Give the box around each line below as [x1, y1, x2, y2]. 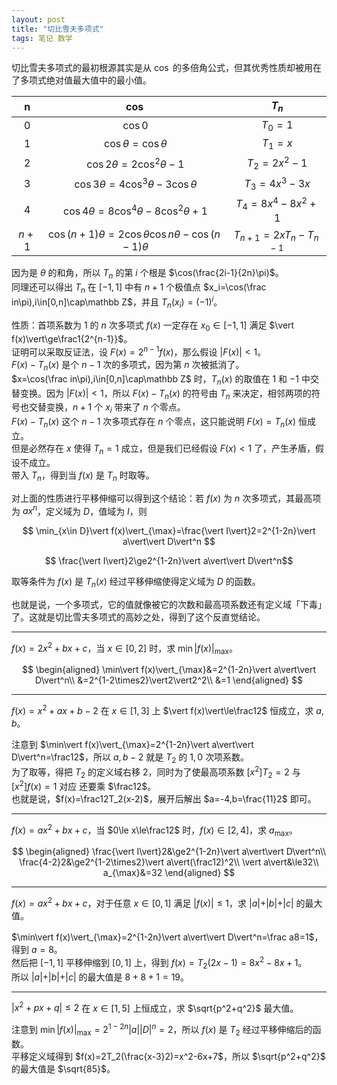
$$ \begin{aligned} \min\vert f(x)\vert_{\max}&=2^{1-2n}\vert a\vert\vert [22, 664, 316, 676]
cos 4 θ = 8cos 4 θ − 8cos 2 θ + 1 [63, 202, 208, 218]
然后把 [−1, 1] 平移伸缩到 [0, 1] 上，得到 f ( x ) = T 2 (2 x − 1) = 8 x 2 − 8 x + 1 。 [11, 955, 308, 971]
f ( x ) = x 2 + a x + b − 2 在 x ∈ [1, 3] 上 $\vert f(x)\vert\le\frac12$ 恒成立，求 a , [11, 703, 324, 717]
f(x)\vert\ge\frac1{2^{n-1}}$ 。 [11, 333, 133, 345]
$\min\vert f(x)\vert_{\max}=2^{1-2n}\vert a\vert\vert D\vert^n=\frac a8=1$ [11, 931, 315, 943]
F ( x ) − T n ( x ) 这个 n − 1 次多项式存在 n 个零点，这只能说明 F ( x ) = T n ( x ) [11, 416, 297, 430]
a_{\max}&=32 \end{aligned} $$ [102, 867, 236, 879]
